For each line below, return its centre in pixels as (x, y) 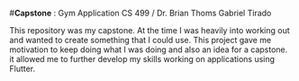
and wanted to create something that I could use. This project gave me (140, 40)
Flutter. (23, 68)
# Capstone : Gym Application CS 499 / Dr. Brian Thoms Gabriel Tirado (140, 13)
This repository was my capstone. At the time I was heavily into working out (149, 30)
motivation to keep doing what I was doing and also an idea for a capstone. (149, 49)
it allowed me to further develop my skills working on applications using (142, 59)
